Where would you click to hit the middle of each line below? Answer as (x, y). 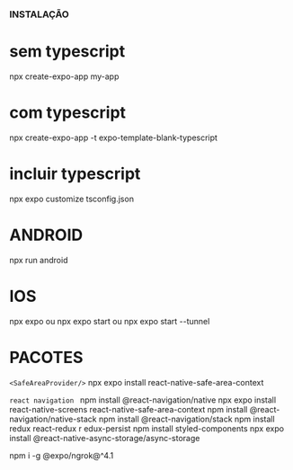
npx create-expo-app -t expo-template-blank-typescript (114, 137)
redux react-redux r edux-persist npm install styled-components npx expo (147, 428)
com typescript (68, 113)
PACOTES (46, 357)
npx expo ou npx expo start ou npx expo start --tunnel (110, 321)
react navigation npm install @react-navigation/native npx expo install (143, 400)
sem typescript (67, 52)
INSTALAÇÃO (39, 14)
